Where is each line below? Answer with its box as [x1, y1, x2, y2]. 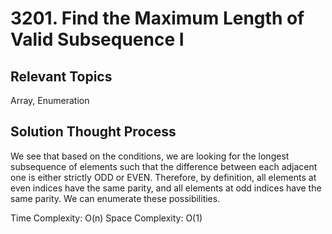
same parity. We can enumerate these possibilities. [10, 192, 221, 204]
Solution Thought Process [10, 123, 177, 141]
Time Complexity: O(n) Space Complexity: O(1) [10, 212, 203, 224]
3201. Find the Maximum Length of [10, 7, 305, 30]
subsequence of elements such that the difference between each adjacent [10, 160, 318, 172]
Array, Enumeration [10, 95, 90, 106]
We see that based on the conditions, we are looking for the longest [10, 150, 290, 162]
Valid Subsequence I [10, 28, 185, 51]
